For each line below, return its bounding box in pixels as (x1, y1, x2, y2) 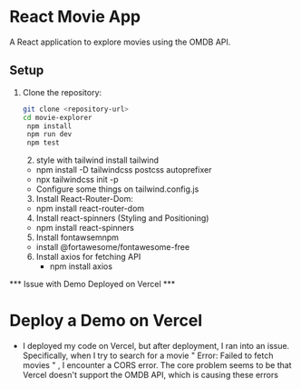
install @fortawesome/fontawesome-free (35, 242, 190, 253)
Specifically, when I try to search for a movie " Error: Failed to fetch (22, 350, 274, 361)
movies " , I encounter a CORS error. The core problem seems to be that (22, 360, 292, 371)
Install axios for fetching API (35, 252, 141, 263)
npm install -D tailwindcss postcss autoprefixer (35, 165, 212, 175)
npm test (26, 138, 61, 147)
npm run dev (26, 130, 73, 139)
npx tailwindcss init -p (35, 175, 119, 185)
